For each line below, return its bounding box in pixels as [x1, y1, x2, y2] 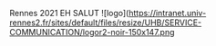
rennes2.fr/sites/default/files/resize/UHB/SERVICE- [9, 17, 202, 28]
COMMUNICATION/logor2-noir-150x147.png [9, 27, 175, 37]
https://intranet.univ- [129, 8, 207, 18]
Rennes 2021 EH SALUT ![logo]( [9, 8, 129, 18]
